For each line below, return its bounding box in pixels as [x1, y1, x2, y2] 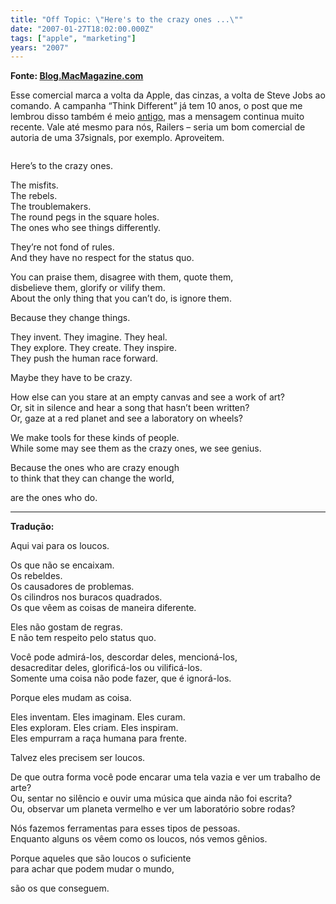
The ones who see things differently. [10, 222, 162, 234]
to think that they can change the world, [10, 472, 175, 485]
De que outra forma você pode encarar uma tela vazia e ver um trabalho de [10, 771, 321, 783]
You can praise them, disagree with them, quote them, [10, 271, 234, 283]
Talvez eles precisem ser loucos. [10, 752, 146, 764]
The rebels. [10, 190, 58, 202]
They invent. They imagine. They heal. [10, 331, 168, 343]
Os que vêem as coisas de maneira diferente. [10, 602, 197, 614]
